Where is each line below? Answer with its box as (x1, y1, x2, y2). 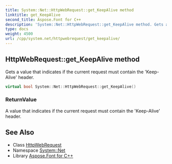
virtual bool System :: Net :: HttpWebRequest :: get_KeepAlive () (5, 84, 137, 89)
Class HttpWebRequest (12, 141, 62, 148)
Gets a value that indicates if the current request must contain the (5, 69, 144, 75)
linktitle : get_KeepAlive (5, 12, 60, 17)
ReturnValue (5, 96, 37, 103)
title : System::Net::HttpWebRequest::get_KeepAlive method (5, 7, 134, 13)
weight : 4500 (5, 31, 33, 36)
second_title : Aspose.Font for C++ (5, 17, 81, 22)
